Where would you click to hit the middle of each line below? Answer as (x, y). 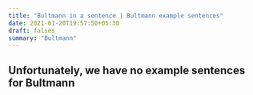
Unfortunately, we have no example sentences (127, 70)
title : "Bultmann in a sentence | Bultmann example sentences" (116, 16)
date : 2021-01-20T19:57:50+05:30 (64, 23)
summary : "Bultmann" (43, 38)
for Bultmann (42, 83)
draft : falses (32, 30)
